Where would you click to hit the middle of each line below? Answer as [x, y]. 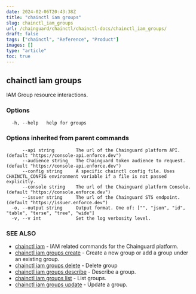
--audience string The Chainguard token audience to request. [104, 161]
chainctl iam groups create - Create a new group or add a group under [102, 253]
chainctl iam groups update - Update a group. [71, 284]
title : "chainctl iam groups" [44, 17]
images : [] [20, 46]
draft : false [22, 34]
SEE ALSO [21, 233]
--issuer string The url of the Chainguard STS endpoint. [101, 198]
